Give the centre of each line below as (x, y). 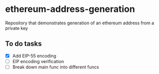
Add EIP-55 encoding (34, 56)
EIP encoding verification (38, 61)
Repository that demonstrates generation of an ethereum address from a (80, 23)
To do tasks (24, 44)
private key (17, 28)
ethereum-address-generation (70, 9)
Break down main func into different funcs (56, 67)
